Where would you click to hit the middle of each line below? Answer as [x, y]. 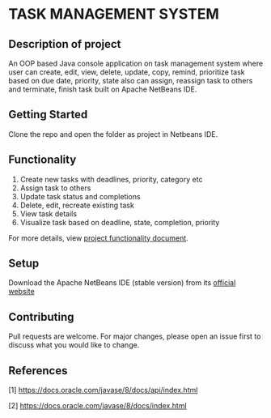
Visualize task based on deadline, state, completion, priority [120, 222]
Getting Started [48, 115]
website [21, 292]
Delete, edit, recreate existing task [77, 205]
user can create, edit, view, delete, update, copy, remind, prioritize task [127, 72]
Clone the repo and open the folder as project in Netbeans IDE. [113, 134]
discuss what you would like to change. [74, 345]
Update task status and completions [80, 196]
